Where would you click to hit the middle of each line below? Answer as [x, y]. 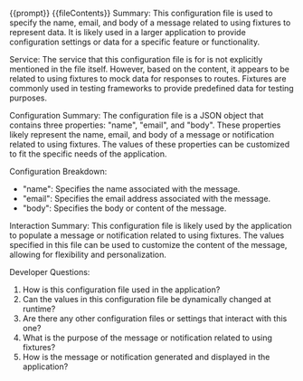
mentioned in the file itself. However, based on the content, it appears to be [149, 69]
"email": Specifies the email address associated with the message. [147, 199]
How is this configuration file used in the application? [121, 290]
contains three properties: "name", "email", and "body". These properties [145, 125]
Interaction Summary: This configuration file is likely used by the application [151, 226]
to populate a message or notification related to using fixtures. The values [147, 235]
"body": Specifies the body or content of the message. [124, 208]
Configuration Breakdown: [58, 171]
